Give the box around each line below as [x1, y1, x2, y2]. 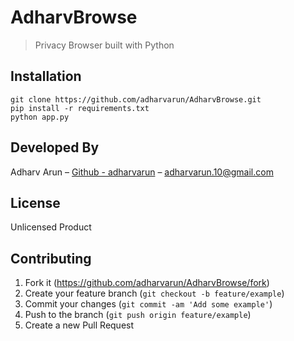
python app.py [10, 112, 70, 122]
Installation [10, 68, 82, 85]
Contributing [10, 250, 92, 267]
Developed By [10, 139, 100, 156]
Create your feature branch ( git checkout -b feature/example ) [24, 287, 285, 300]
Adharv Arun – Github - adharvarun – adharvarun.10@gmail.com [10, 166, 274, 178]
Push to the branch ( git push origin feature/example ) [24, 309, 252, 321]
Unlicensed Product [10, 221, 92, 233]
